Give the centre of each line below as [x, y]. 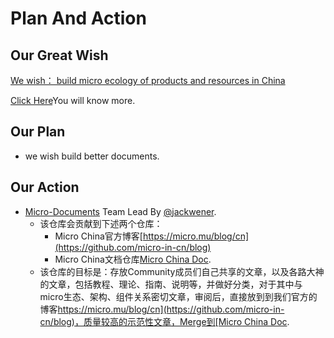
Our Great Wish [59, 55]
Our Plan [38, 132]
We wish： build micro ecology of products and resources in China [148, 80]
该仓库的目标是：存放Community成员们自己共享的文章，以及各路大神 [182, 271]
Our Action [45, 187]
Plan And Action [78, 18]
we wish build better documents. [92, 156]
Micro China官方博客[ [98, 236]
